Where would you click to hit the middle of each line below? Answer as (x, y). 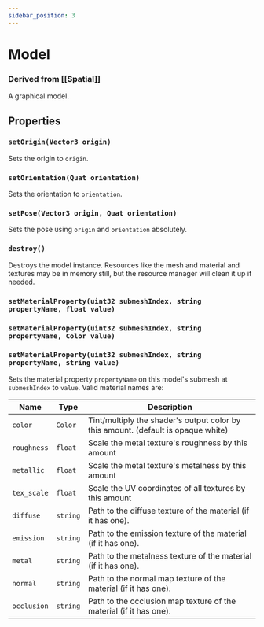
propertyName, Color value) (62, 336)
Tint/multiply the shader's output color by (164, 420)
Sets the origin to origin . (48, 158)
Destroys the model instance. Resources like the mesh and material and (124, 265)
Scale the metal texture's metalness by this (167, 465)
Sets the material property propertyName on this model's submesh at (118, 379)
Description (170, 407)
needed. (22, 282)
